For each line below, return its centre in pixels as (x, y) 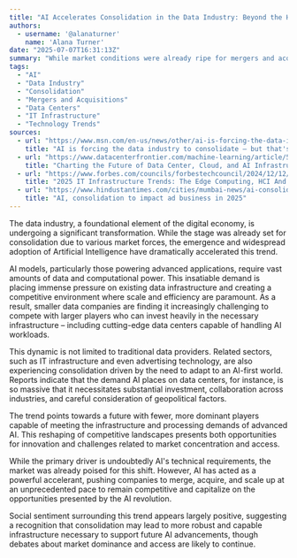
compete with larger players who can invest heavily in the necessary (134, 316)
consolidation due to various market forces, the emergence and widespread (147, 242)
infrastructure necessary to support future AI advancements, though (134, 534)
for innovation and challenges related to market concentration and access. (145, 444)
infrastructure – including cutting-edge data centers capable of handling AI (145, 325)
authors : (25, 26)
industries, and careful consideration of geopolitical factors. (118, 398)
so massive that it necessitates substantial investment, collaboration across (146, 389)
